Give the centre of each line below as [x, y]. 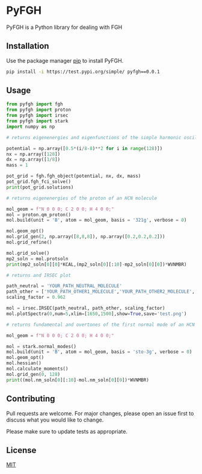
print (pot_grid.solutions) [40, 187]
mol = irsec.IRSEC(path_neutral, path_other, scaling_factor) [86, 308]
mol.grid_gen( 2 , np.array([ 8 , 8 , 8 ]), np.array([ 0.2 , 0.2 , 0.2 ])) [86, 237]
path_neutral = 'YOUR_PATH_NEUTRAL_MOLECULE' [64, 286]
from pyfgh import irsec [37, 116]
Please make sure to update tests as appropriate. [67, 431]
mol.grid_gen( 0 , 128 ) [33, 374]
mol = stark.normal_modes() [41, 346]
